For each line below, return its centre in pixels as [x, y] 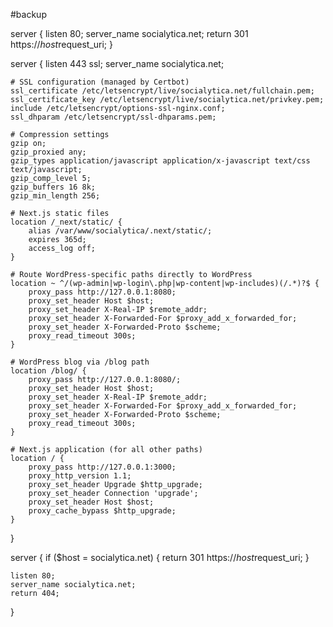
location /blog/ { [48, 371]
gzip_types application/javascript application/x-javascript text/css [160, 161]
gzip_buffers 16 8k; [53, 187]
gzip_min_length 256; [55, 196]
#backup [28, 14]
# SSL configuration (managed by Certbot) [100, 82]
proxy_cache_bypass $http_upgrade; [102, 511]
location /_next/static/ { [66, 222]
